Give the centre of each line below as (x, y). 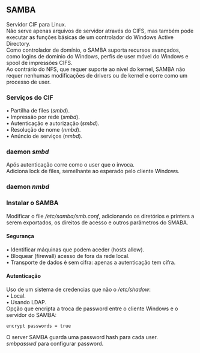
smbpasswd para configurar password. (55, 344)
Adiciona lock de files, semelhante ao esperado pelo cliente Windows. (93, 171)
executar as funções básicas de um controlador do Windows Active (90, 37)
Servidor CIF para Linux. (36, 24)
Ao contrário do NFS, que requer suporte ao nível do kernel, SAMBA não (96, 69)
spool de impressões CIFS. (40, 63)
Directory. (19, 43)
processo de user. (29, 82)
